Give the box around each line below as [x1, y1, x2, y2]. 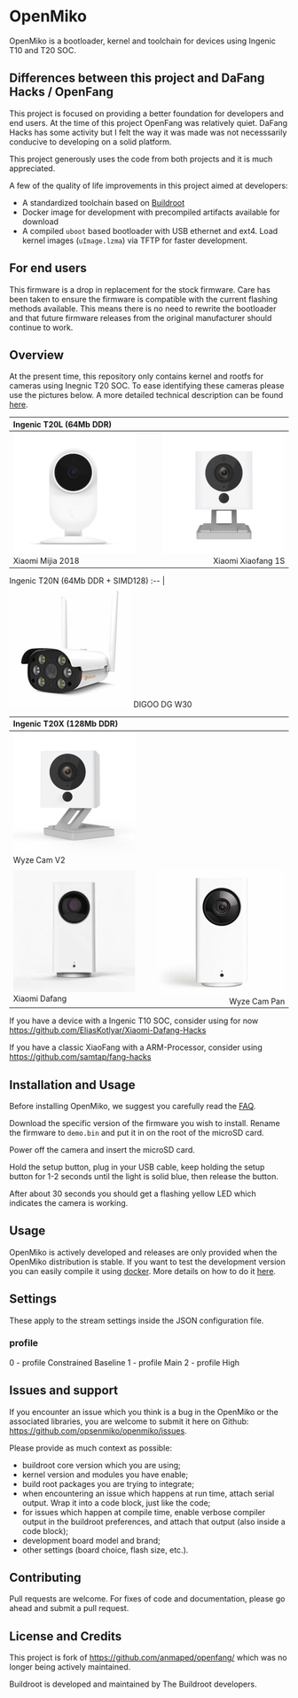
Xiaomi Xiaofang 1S [212, 556, 286, 567]
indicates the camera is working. [9, 1197, 129, 1208]
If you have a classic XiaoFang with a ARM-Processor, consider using [9, 1042, 263, 1052]
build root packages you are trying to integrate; [21, 1478, 195, 1489]
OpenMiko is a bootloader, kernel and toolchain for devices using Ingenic [9, 35, 277, 46]
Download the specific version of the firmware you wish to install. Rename [9, 1117, 281, 1128]
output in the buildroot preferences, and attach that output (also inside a [21, 1516, 286, 1527]
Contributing [9, 1570, 82, 1585]
